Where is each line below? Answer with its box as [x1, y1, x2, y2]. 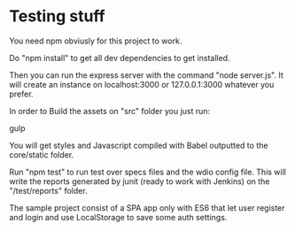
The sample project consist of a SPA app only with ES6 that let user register [9, 202, 285, 213]
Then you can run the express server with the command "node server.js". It [9, 69, 283, 81]
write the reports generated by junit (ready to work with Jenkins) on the [9, 175, 270, 187]
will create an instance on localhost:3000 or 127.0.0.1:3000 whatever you [9, 79, 275, 89]
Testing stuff [9, 6, 105, 27]
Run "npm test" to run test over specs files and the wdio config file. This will [9, 166, 286, 177]
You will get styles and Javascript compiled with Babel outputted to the [9, 140, 268, 150]
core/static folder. [9, 149, 74, 160]
